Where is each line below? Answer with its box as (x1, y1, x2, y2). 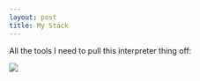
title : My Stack (9, 21, 69, 30)
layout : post (9, 12, 57, 22)
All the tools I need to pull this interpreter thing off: (9, 45, 192, 55)
